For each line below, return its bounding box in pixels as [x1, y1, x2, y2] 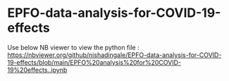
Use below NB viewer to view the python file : [7, 43, 140, 51]
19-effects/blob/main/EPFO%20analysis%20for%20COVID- [7, 58, 182, 66]
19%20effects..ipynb [7, 66, 68, 74]
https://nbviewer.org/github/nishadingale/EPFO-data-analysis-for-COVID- [7, 51, 222, 59]
